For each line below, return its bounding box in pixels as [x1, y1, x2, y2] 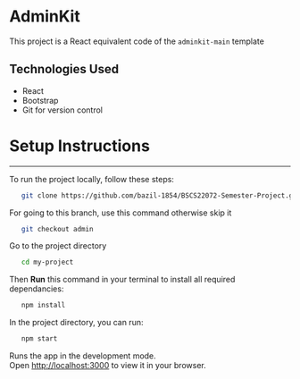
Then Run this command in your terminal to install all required [9, 274, 236, 285]
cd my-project [21, 257, 74, 267]
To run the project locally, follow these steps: [9, 173, 174, 184]
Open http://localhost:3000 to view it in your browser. [9, 360, 207, 371]
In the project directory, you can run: [9, 317, 144, 328]
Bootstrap [21, 95, 59, 105]
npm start [21, 334, 58, 343]
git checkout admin [21, 224, 94, 233]
